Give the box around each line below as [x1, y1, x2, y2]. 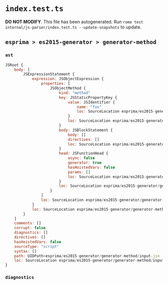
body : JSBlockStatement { [58, 127, 113, 133]
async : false [67, 156, 95, 161]
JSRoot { [5, 62, 23, 68]
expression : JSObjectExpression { [31, 77, 104, 82]
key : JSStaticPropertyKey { [58, 95, 117, 100]
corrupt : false [14, 225, 46, 230]
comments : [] [14, 221, 41, 226]
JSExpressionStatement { [23, 72, 75, 77]
